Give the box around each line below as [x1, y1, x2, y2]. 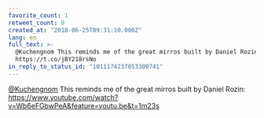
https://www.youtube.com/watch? [8, 92, 119, 102]
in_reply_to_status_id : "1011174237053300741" [8, 63, 163, 71]
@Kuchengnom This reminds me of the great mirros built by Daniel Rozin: [8, 84, 246, 94]
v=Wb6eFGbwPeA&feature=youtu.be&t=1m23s [8, 101, 159, 110]
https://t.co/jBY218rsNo [15, 56, 97, 64]
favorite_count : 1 [8, 11, 68, 20]
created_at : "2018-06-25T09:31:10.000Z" [8, 26, 143, 34]
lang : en [8, 33, 37, 42]
